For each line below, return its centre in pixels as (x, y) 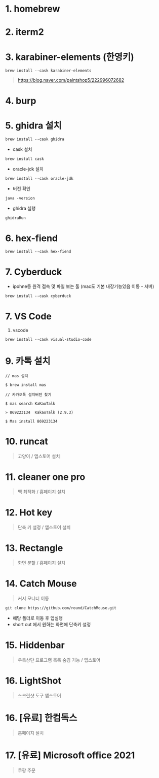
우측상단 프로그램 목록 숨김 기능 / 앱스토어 (59, 660)
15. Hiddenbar (35, 645)
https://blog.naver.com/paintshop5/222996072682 (71, 80)
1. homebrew (33, 9)
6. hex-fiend (32, 238)
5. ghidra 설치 (33, 125)
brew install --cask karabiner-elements (49, 71)
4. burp (21, 101)
